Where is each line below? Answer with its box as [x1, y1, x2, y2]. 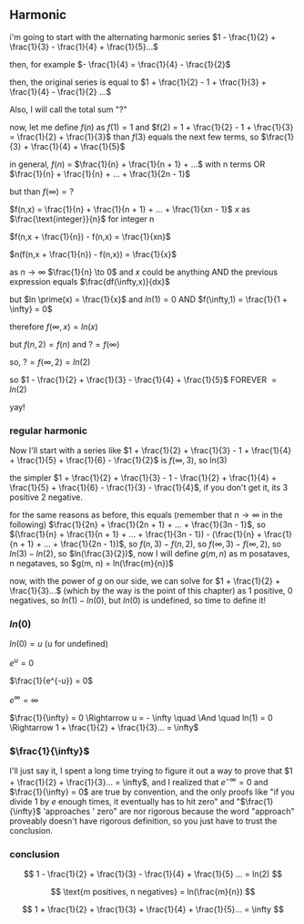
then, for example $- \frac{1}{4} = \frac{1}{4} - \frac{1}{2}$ [9, 58, 231, 69]
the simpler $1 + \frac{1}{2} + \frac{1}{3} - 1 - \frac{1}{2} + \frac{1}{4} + [9, 472, 278, 483]
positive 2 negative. [9, 492, 84, 503]
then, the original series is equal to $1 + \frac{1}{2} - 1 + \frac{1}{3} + [9, 77, 267, 88]
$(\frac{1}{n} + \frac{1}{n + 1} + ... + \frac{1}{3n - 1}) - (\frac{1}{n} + [9, 529, 262, 540]
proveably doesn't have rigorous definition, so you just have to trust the [9, 815, 278, 826]
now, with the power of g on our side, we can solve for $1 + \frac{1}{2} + [9, 576, 281, 587]
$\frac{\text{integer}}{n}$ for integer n [9, 213, 155, 224]
